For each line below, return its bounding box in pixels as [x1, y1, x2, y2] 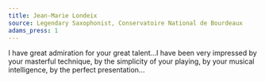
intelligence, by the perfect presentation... [8, 65, 145, 75]
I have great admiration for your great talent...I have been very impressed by [8, 49, 258, 58]
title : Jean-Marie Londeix [8, 11, 98, 20]
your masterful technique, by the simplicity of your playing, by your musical [8, 57, 255, 66]
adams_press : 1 [8, 26, 59, 34]
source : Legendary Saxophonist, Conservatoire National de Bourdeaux [8, 19, 244, 27]
